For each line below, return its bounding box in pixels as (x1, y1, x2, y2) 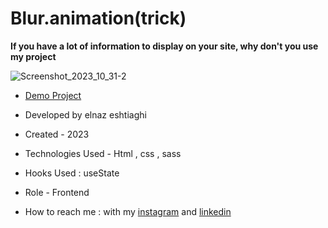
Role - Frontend (24, 186, 90, 198)
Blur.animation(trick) (10, 7, 187, 30)
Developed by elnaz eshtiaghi (24, 108, 147, 121)
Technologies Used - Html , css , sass (24, 147, 182, 159)
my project (10, 50, 57, 62)
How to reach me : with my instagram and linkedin (24, 205, 232, 217)
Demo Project (24, 89, 82, 101)
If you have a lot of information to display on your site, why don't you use (10, 40, 319, 52)
